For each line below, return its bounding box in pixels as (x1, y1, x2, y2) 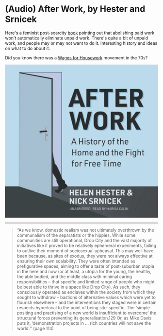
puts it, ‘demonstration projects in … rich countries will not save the (16, 320, 151, 326)
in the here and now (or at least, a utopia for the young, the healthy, (16, 268, 152, 274)
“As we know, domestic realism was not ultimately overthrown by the (16, 227, 154, 233)
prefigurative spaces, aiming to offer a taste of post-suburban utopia (16, 263, 154, 269)
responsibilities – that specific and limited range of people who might (16, 279, 155, 284)
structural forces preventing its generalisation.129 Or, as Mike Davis (16, 315, 152, 321)
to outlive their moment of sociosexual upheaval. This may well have (16, 247, 154, 254)
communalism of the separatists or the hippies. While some (16, 232, 136, 238)
